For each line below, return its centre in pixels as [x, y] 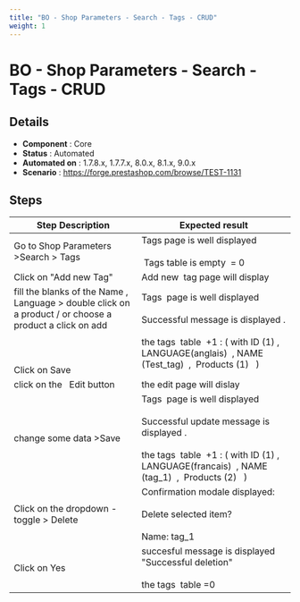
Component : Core [57, 143]
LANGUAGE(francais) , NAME [204, 466]
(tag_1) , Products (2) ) [195, 478]
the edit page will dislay [191, 385]
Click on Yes [40, 568]
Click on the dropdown [61, 509]
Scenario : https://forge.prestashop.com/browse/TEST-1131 [132, 172]
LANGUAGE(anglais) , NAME [202, 353]
